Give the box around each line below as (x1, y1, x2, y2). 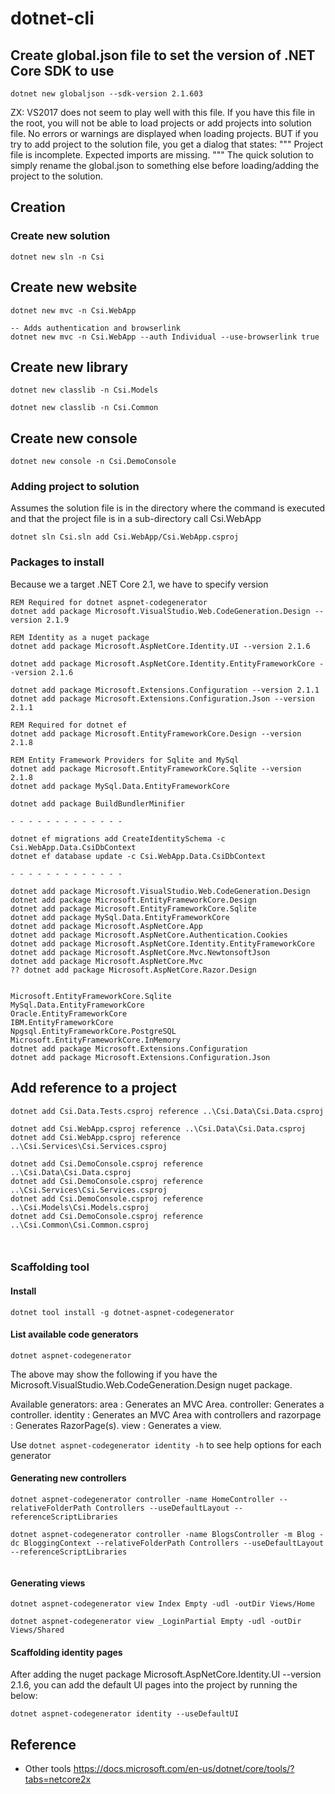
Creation (10, 199, 66, 216)
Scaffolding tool (10, 1260, 90, 1274)
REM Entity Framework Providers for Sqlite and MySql (10, 755, 240, 765)
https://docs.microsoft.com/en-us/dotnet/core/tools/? (73, 1763, 295, 1775)
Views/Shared (10, 1625, 65, 1636)
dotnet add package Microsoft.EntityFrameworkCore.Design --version (10, 728, 302, 739)
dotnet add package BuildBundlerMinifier (10, 798, 186, 809)
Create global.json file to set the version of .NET (10, 47, 316, 64)
